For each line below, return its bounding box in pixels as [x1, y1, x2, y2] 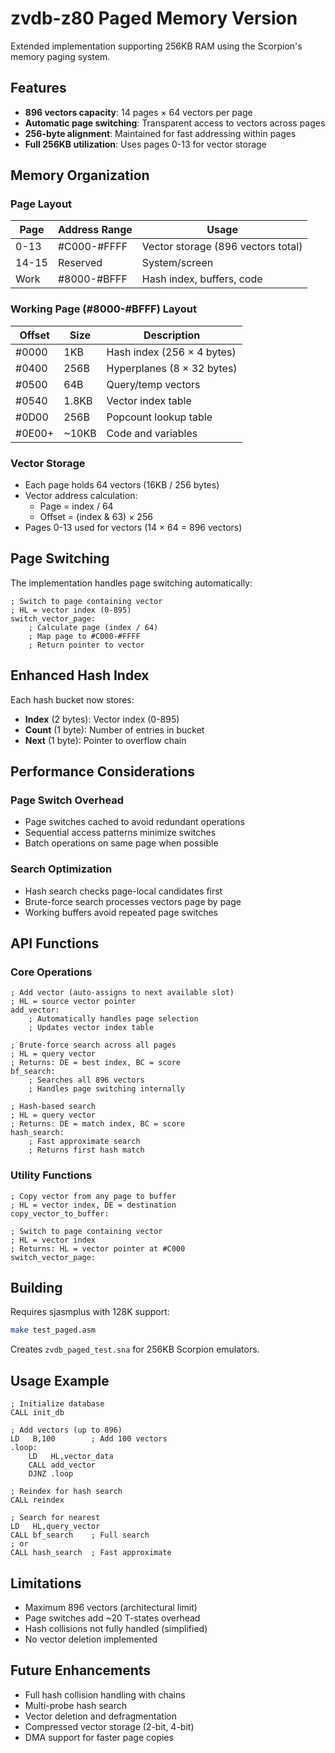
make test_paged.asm [10, 1325, 97, 1336]
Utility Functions [10, 1168, 93, 1182]
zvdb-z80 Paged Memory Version [10, 7, 298, 30]
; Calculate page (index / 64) [28, 622, 159, 632]
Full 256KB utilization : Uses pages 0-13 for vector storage [24, 138, 267, 150]
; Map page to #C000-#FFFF [28, 631, 141, 641]
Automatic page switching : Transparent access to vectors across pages [24, 117, 326, 129]
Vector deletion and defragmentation [24, 1710, 177, 1722]
